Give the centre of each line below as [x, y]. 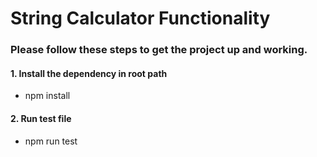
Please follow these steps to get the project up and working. [159, 50]
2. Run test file [41, 118]
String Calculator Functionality [140, 18]
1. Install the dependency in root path [89, 73]
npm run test [51, 141]
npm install [47, 96]
